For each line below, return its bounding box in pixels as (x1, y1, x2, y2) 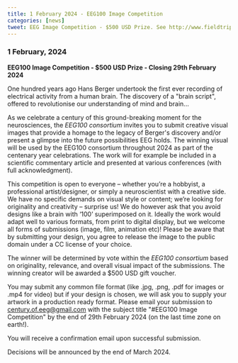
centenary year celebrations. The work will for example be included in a (7, 150, 217, 160)
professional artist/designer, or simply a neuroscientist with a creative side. (7, 187, 227, 196)
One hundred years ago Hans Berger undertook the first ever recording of (7, 84, 223, 93)
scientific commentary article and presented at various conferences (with (7, 158, 222, 167)
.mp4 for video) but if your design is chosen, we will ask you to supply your (7, 290, 227, 298)
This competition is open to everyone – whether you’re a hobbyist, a (7, 179, 205, 188)
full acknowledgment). (7, 166, 73, 174)
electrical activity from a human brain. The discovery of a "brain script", (7, 91, 216, 100)
